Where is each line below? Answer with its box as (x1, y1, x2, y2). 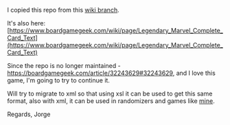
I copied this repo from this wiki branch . (7, 6, 119, 14)
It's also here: (7, 19, 46, 27)
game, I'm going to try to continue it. (7, 76, 110, 84)
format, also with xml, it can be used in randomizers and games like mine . (7, 97, 215, 105)
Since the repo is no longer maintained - (7, 62, 122, 69)
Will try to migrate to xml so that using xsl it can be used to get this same (7, 89, 213, 98)
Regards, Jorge (7, 110, 51, 118)
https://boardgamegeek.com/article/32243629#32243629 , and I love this (7, 69, 216, 77)
